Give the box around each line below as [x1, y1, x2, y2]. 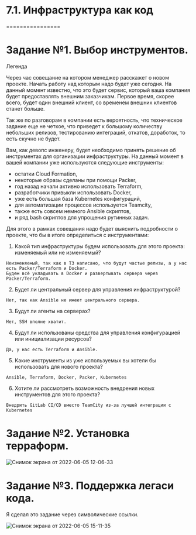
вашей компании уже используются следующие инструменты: [6, 159, 164, 166]
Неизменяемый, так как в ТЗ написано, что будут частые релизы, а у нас [6, 260, 187, 266]
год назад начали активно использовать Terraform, [14, 183, 143, 190]
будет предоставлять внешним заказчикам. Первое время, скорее [6, 92, 174, 100]
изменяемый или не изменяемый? [14, 249, 101, 256]
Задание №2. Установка [6, 427, 130, 440]
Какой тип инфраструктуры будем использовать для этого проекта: [14, 242, 185, 249]
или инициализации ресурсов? [14, 335, 92, 342]
